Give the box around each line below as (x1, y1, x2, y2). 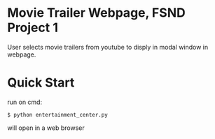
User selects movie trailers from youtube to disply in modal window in (7, 43, 209, 51)
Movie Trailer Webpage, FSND (7, 5, 186, 21)
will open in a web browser (7, 124, 85, 132)
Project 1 (7, 20, 58, 36)
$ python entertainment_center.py (7, 111, 109, 118)
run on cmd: (7, 98, 43, 106)
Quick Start (7, 75, 75, 91)
